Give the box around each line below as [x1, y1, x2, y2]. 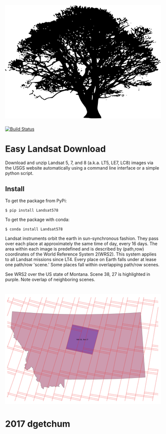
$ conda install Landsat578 [5, 226, 63, 232]
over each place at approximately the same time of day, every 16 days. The [5, 240, 158, 247]
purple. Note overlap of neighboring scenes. [5, 276, 95, 282]
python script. [5, 171, 34, 176]
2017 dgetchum [5, 418, 71, 430]
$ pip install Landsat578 [5, 208, 58, 213]
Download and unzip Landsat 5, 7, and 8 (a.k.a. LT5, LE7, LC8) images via [5, 160, 154, 166]
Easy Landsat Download [5, 143, 106, 155]
